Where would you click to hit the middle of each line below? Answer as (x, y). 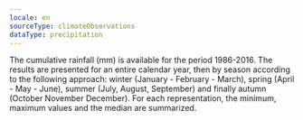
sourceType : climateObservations (72, 26)
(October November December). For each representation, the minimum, (143, 98)
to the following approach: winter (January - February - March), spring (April (152, 79)
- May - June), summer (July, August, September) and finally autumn (138, 89)
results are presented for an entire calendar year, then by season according (150, 69)
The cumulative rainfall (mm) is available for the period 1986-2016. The (141, 60)
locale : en (30, 18)
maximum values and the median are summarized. (103, 108)
